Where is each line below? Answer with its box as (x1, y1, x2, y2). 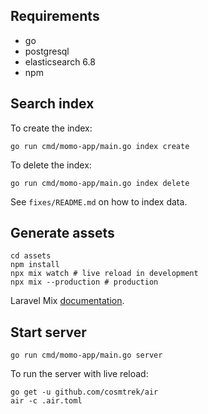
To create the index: (10, 122, 93, 134)
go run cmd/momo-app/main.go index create (10, 141, 190, 151)
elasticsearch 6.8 (24, 55, 96, 68)
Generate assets (10, 225, 115, 242)
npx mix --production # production (10, 277, 159, 288)
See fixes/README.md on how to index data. (10, 195, 188, 208)
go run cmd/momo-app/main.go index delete (10, 178, 190, 188)
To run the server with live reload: (10, 368, 149, 380)
